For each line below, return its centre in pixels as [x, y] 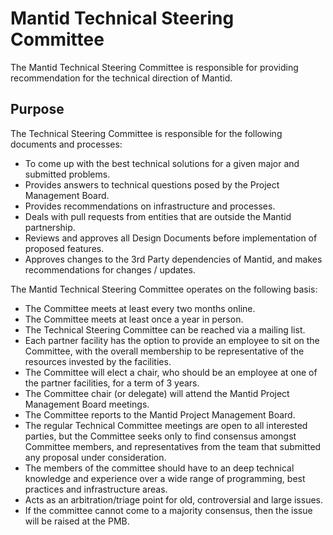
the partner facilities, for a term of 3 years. [112, 383]
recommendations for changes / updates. [110, 269]
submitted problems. [67, 174]
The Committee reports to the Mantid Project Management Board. [160, 414]
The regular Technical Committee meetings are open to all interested [166, 425]
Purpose [37, 109]
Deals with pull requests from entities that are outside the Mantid [158, 216]
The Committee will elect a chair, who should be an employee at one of [171, 372]
